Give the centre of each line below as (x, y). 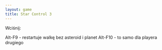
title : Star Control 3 (28, 14)
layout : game (19, 9)
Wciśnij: (13, 28)
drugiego (14, 42)
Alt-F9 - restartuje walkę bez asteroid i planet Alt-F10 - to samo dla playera (81, 37)
